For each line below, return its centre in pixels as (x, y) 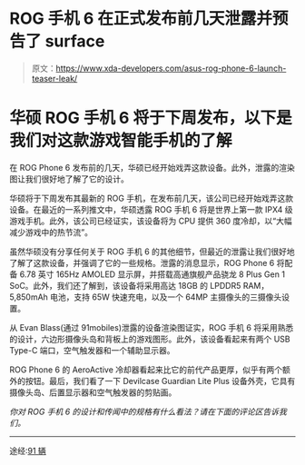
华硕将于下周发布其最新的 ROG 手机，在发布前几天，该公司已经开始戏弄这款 (152, 198)
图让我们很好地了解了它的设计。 (69, 179)
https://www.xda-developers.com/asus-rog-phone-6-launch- (171, 68)
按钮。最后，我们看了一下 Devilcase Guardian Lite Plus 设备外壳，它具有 (160, 381)
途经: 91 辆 (28, 450)
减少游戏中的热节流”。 (51, 232)
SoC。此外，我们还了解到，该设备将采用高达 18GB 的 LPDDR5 (125, 285)
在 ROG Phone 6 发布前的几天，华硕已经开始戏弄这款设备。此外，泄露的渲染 (152, 167)
